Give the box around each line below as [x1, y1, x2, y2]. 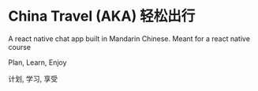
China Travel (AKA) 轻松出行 [8, 7, 196, 25]
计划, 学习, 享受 [8, 74, 58, 83]
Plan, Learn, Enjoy [8, 57, 67, 67]
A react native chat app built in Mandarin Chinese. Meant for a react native [8, 33, 251, 44]
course [8, 42, 32, 51]
